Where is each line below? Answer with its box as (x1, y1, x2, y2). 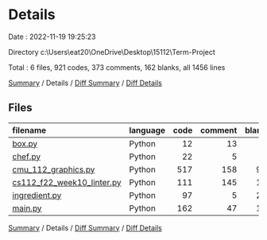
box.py (12, 137, 38, 149)
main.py (12, 203, 42, 214)
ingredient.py (12, 189, 62, 200)
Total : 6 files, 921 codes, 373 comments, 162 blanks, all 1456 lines (8, 62, 226, 72)
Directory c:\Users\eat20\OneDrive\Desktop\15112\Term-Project (8, 47, 216, 56)
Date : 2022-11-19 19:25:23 (8, 32, 96, 41)
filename (12, 125, 47, 136)
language (129, 125, 165, 136)
